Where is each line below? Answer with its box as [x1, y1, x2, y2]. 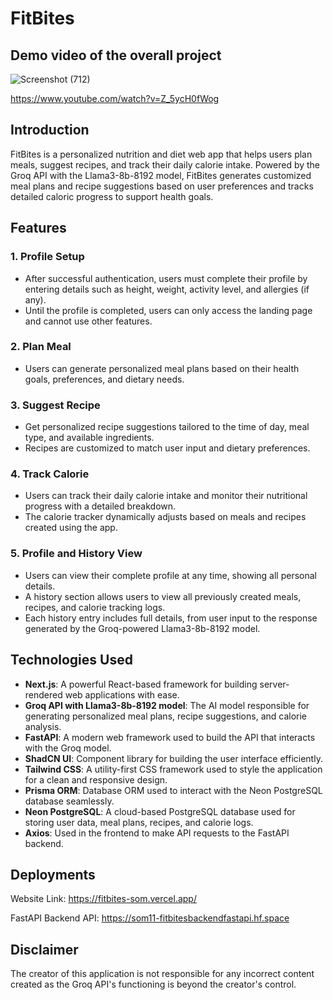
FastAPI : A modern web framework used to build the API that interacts [24, 731, 316, 743]
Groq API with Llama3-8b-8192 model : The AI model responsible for [24, 699, 310, 711]
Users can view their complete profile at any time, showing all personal [24, 569, 317, 581]
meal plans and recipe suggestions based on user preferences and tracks [10, 180, 314, 192]
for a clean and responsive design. [24, 773, 168, 786]
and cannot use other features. [24, 315, 153, 327]
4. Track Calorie [10, 467, 90, 481]
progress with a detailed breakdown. [24, 500, 177, 512]
